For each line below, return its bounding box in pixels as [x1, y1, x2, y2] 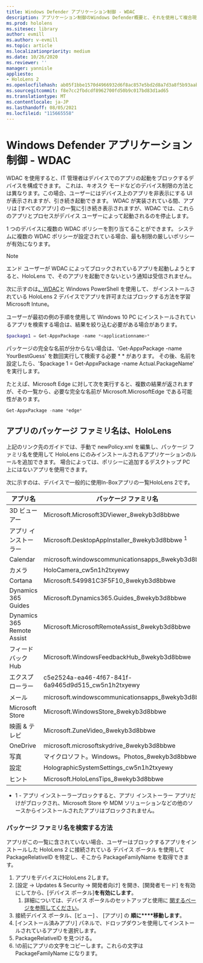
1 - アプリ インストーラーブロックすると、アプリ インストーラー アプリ [14, 792, 191, 799]
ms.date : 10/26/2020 [6, 54, 59, 60]
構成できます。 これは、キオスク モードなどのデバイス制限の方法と [27, 182, 194, 190]
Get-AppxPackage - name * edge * [6, 408, 83, 414]
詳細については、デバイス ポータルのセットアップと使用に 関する [24, 897, 186, 904]
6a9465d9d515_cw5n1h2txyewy [43, 681, 140, 689]
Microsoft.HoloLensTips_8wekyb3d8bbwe [43, 775, 164, 783]
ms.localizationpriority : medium [6, 48, 91, 55]
